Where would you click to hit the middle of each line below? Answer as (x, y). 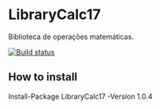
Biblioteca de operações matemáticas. (71, 37)
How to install (43, 77)
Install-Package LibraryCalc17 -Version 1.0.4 (80, 96)
